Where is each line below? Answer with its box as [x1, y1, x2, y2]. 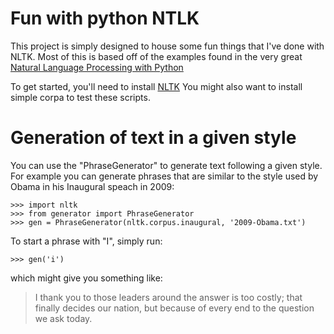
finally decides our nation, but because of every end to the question [34, 302, 315, 314]
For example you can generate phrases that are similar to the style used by [10, 170, 319, 182]
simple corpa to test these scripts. [10, 91, 151, 103]
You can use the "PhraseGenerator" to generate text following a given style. [10, 159, 323, 171]
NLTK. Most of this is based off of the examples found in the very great [10, 50, 303, 62]
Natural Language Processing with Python [10, 61, 184, 73]
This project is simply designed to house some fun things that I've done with [10, 40, 325, 52]
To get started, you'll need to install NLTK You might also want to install [10, 80, 303, 92]
